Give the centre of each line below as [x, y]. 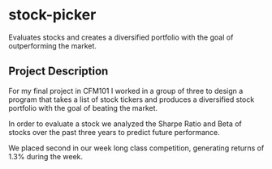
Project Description [58, 72]
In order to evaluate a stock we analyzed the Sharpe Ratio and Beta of [125, 124]
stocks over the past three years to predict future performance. [114, 132]
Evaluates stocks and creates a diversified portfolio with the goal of [121, 37]
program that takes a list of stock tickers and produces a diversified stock [132, 99]
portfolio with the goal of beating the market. [83, 108]
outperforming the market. [53, 45]
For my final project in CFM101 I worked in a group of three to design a [126, 91]
